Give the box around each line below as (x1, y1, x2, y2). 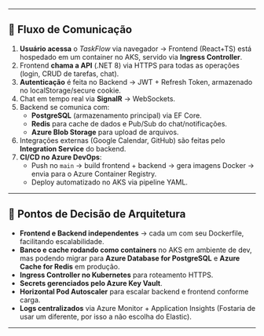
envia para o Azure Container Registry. (31, 169, 157, 178)
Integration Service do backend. (19, 144, 126, 153)
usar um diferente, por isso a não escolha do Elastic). (19, 312, 192, 321)
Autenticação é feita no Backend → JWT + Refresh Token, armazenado (19, 77, 253, 86)
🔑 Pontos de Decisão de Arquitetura (8, 207, 186, 221)
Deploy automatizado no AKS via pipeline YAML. (31, 177, 189, 187)
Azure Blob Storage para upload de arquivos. (31, 127, 179, 137)
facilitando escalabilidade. (19, 236, 104, 246)
